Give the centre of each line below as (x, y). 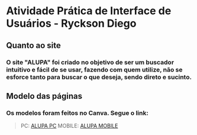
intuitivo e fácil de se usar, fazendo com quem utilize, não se (94, 69)
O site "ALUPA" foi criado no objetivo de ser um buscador (90, 62)
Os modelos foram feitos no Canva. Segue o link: (77, 112)
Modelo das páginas (44, 96)
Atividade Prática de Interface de (89, 11)
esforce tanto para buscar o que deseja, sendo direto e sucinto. (99, 77)
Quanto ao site (33, 45)
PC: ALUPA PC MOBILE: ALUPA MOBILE (69, 126)
